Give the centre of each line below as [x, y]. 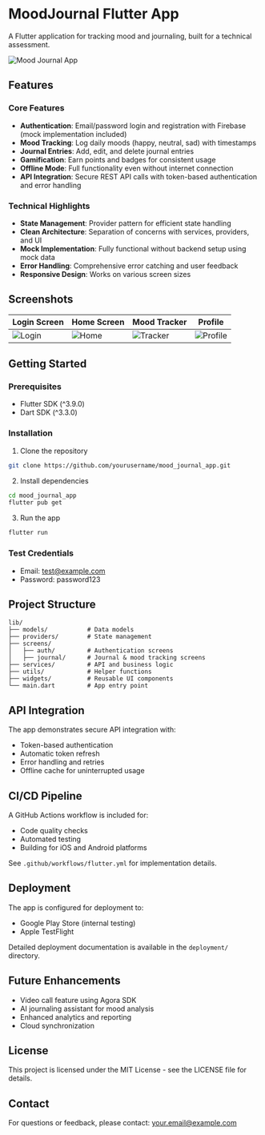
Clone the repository [54, 451]
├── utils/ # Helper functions [80, 672]
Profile [211, 322]
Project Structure [52, 604]
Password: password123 [60, 579]
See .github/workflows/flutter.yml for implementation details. [113, 863]
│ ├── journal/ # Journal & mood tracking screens [107, 658]
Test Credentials [41, 553]
